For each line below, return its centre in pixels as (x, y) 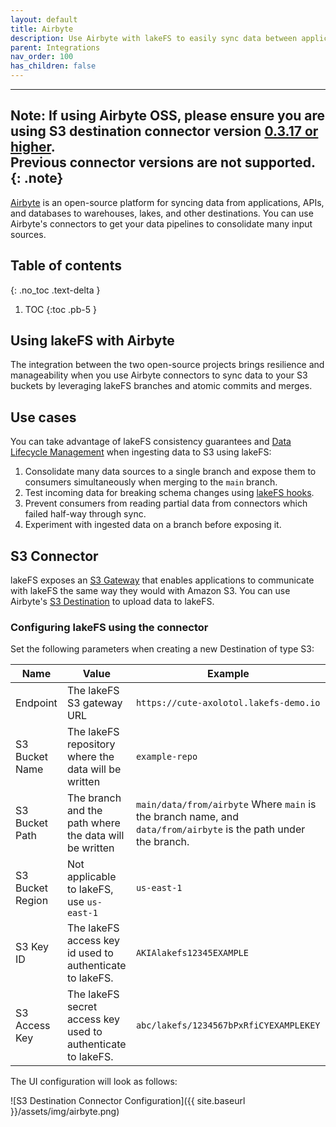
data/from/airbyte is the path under (220, 829)
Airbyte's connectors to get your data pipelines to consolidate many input (161, 223)
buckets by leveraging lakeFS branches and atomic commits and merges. (161, 386)
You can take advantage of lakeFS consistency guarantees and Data (151, 442)
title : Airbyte (42, 29)
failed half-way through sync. (85, 514)
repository (91, 744)
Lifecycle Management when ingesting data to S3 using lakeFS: (141, 452)
